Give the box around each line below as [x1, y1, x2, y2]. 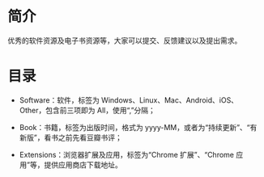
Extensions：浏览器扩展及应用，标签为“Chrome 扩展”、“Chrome [19, 150, 235, 159]
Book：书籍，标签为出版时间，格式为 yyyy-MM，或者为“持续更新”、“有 [19, 122, 258, 132]
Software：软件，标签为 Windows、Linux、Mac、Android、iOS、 [19, 95, 239, 105]
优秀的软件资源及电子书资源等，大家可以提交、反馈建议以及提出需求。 [7, 36, 242, 45]
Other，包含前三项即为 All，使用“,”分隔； [19, 105, 155, 115]
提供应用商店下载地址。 [43, 159, 122, 170]
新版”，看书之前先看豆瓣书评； [19, 133, 122, 142]
